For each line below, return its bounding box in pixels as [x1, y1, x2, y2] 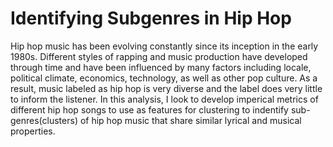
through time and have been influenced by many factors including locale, [10, 61, 312, 73]
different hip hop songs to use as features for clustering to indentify [10, 103, 289, 116]
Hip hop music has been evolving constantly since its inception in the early [10, 40, 319, 52]
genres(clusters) [10, 114, 78, 126]
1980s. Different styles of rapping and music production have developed [10, 50, 308, 62]
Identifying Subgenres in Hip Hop [10, 7, 292, 30]
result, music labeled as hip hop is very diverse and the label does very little [10, 82, 323, 94]
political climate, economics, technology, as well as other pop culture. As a [10, 72, 318, 84]
